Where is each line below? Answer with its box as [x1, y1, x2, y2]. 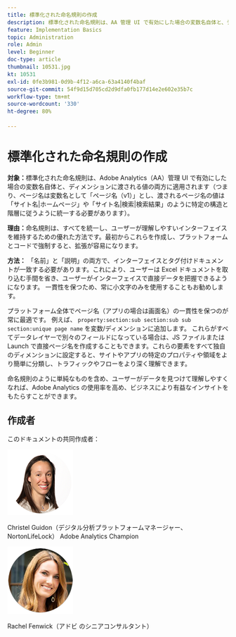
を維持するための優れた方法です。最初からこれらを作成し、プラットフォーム [7, 233, 228, 241]
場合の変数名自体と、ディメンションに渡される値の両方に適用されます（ [7, 182, 216, 190]
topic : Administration [7, 34, 74, 41]
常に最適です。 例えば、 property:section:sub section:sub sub [7, 315, 192, 323]
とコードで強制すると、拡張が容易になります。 [7, 241, 143, 249]
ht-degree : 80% [7, 108, 52, 116]
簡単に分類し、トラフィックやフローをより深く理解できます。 [13, 359, 192, 368]
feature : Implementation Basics [7, 26, 102, 33]
